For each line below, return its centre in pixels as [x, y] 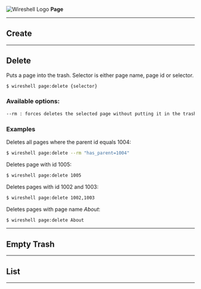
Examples [21, 129]
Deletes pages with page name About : [53, 209]
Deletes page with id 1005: [39, 164]
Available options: [33, 102]
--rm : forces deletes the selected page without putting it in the [93, 113]
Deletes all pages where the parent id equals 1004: [69, 142]
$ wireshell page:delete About [45, 220]
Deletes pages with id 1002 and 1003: [52, 187]
